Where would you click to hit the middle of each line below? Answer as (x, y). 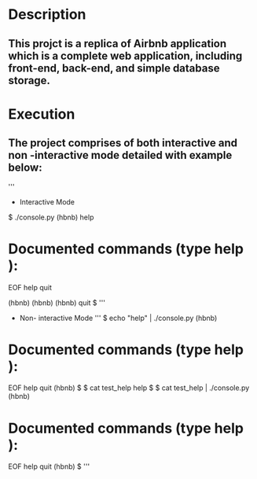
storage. (29, 80)
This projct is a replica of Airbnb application (117, 44)
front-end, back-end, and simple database (114, 68)
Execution (42, 114)
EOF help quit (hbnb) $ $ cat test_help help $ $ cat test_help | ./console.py (129, 388)
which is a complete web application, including (125, 55)
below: (25, 168)
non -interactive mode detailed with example (120, 155)
